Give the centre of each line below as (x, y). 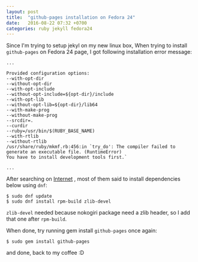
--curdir (17, 126)
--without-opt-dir (29, 84)
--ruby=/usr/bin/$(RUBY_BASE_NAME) (51, 131)
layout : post (22, 12)
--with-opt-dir (25, 79)
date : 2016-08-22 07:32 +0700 (46, 23)
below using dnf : (27, 185)
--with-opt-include (31, 89)
